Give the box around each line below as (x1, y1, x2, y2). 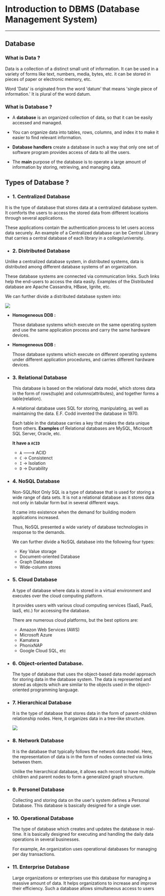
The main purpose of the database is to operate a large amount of (12, 159, 146, 165)
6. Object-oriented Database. (12, 660, 83, 667)
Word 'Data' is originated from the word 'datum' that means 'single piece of (5, 85, 158, 92)
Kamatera (19, 637, 39, 643)
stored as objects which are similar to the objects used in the (12, 682, 136, 688)
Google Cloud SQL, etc (19, 647, 66, 653)
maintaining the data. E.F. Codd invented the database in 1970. (12, 411, 139, 416)
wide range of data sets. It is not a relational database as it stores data (12, 494, 155, 500)
